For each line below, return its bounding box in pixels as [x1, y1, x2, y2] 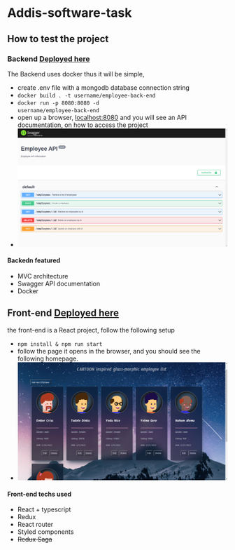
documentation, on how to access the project [17, 121, 148, 129]
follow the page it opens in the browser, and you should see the [17, 347, 201, 355]
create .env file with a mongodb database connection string [17, 83, 190, 92]
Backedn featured [7, 256, 61, 264]
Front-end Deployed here [7, 307, 120, 319]
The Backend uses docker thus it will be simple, [7, 69, 145, 78]
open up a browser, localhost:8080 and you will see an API [17, 113, 187, 121]
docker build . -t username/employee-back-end [17, 92, 156, 99]
